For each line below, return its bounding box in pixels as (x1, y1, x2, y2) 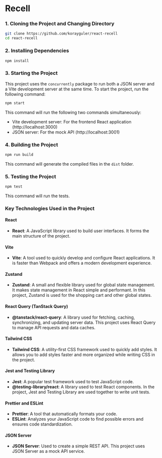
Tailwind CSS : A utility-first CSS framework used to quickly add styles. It (12, 346, 157, 352)
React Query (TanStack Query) (5, 304, 69, 309)
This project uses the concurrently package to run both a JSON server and (5, 81, 155, 86)
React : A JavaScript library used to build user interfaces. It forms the (12, 228, 149, 234)
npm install (5, 58, 29, 63)
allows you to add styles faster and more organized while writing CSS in (12, 352, 155, 357)
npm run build (5, 152, 34, 157)
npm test (5, 184, 23, 189)
